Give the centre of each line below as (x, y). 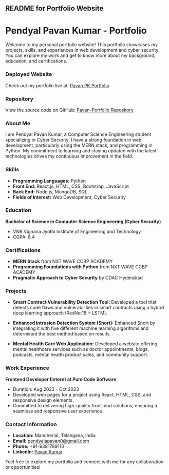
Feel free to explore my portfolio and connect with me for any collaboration (85, 462)
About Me (18, 123)
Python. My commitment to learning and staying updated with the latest (81, 151)
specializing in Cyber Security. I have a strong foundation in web (73, 140)
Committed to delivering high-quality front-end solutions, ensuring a (85, 405)
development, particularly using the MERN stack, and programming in (79, 145)
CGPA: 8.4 (24, 237)
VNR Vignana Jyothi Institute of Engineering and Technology (77, 231)
